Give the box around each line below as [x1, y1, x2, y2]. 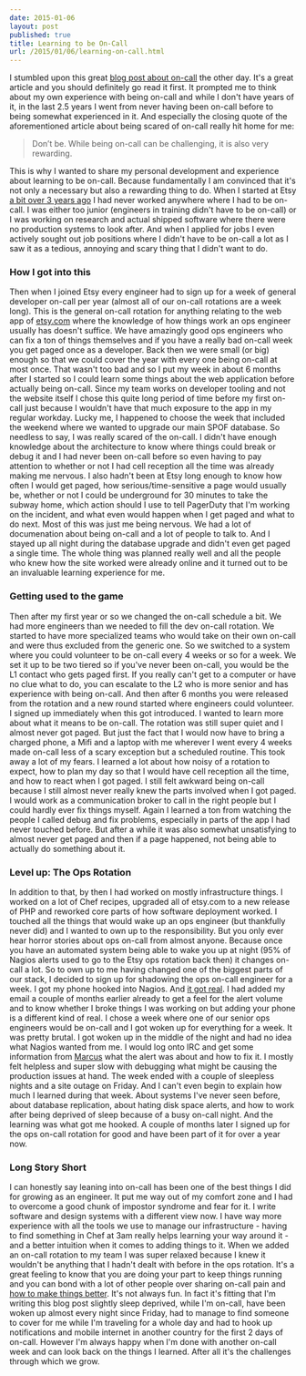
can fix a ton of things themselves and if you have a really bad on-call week [9, 334, 293, 346]
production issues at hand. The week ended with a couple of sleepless [9, 1071, 275, 1082]
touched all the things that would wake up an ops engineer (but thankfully [9, 916, 286, 927]
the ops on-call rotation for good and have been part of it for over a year [9, 1129, 280, 1140]
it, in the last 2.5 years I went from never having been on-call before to [9, 101, 274, 112]
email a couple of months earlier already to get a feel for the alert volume [9, 993, 283, 1004]
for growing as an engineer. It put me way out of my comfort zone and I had [9, 1191, 293, 1203]
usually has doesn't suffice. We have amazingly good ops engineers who [9, 325, 284, 336]
